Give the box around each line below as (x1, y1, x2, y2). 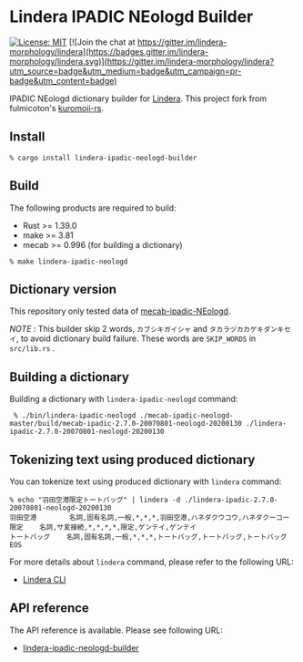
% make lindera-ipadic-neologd (9, 257, 128, 266)
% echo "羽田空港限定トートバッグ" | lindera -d (9, 495, 181, 504)
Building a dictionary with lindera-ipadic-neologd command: (9, 394, 238, 405)
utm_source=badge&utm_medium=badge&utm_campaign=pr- (9, 66, 242, 77)
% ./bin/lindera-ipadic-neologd (13, 411, 136, 420)
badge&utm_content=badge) (9, 75, 117, 86)
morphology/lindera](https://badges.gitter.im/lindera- (9, 46, 209, 57)
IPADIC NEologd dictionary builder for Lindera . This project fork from (9, 93, 267, 104)
